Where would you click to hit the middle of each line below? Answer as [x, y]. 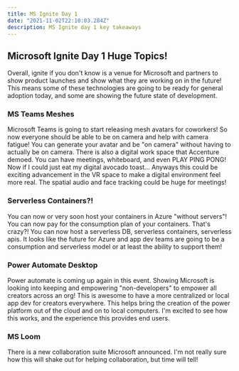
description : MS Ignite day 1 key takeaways [74, 27]
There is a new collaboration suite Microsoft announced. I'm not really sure [117, 352]
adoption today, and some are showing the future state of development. [112, 96]
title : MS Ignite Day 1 [43, 14]
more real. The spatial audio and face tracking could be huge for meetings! [117, 183]
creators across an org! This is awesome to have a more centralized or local [118, 296]
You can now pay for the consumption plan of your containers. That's [109, 224]
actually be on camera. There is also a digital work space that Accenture [113, 152]
